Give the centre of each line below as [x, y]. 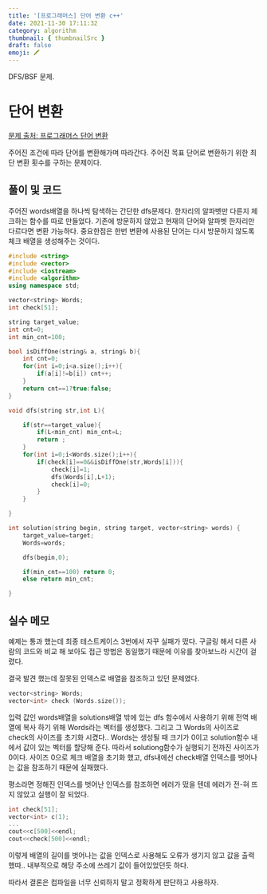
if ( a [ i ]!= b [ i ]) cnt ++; [75, 374]
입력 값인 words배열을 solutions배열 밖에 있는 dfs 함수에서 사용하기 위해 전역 [129, 717]
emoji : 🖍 [24, 53]
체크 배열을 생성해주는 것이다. [54, 241]
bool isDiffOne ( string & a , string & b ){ [75, 351]
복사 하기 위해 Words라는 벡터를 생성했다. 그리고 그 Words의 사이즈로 [131, 727]
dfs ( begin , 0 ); [46, 557]
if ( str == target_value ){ [62, 425]
